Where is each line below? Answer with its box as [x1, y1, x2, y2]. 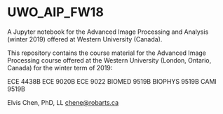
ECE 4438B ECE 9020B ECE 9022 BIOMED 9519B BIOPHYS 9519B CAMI [7, 77, 217, 85]
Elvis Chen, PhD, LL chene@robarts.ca [7, 98, 119, 106]
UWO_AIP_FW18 [7, 4, 104, 20]
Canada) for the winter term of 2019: [7, 63, 113, 72]
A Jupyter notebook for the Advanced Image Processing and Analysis [7, 27, 209, 36]
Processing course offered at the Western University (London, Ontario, [7, 56, 212, 64]
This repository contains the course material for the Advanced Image [7, 49, 207, 57]
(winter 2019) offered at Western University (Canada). [7, 34, 163, 43]
